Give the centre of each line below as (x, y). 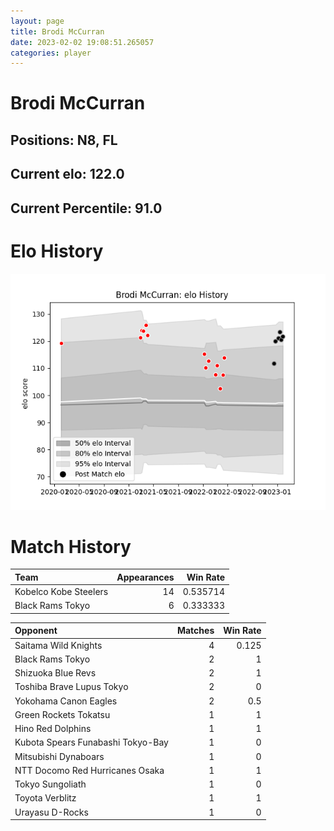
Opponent (36, 631)
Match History (71, 546)
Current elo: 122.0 (67, 174)
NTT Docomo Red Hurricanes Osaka (89, 770)
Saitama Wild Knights (58, 645)
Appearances (145, 577)
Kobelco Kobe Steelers (61, 592)
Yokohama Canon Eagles (66, 701)
